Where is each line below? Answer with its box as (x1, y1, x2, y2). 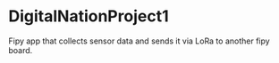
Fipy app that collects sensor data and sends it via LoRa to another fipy (8, 35, 270, 46)
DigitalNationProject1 (8, 6, 169, 27)
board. (8, 44, 33, 55)
